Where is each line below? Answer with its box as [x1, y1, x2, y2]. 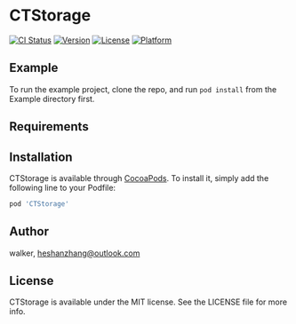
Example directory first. [9, 93, 95, 104]
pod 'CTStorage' [9, 199, 69, 209]
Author [9, 224, 49, 240]
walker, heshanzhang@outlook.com [9, 248, 140, 258]
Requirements [9, 119, 89, 134]
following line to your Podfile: [9, 182, 116, 193]
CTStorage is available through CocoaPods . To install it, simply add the [9, 172, 269, 183]
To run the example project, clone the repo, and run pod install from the [9, 83, 277, 94]
